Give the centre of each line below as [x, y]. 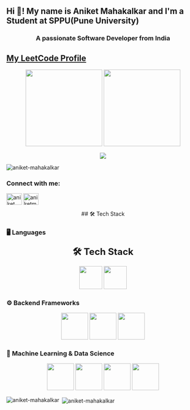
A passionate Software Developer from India [103, 39]
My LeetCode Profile [47, 58]
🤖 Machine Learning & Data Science [60, 353]
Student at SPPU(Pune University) [73, 21]
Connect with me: [33, 183]
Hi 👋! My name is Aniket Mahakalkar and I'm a [95, 11]
